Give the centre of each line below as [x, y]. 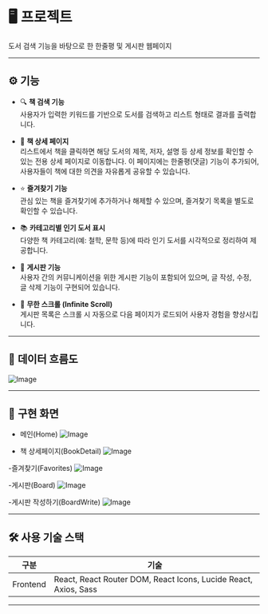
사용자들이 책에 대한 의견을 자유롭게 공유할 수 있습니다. [105, 171]
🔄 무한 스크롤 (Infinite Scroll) [66, 304]
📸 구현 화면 [34, 413]
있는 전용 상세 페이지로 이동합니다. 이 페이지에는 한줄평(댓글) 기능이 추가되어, [139, 161]
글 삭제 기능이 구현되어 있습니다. [70, 287]
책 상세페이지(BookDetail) [61, 451]
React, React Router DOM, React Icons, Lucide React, [153, 580]
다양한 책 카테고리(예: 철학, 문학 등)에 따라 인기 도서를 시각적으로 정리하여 [134, 240]
